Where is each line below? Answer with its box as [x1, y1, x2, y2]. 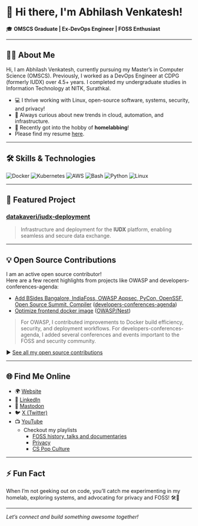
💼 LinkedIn [14, 396, 41, 403]
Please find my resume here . [14, 130, 84, 137]
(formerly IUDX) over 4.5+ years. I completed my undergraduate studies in [6, 78, 187, 85]
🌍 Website [14, 387, 42, 395]
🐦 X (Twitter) [14, 409, 48, 416]
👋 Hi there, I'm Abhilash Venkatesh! [6, 5, 183, 19]
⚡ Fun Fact [6, 469, 45, 479]
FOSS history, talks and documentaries [32, 433, 127, 440]
